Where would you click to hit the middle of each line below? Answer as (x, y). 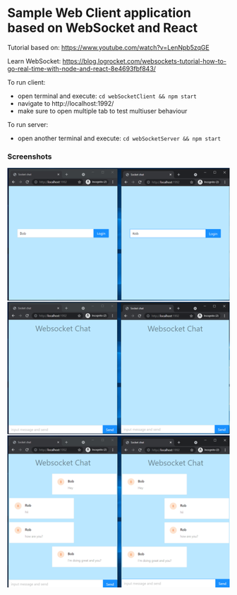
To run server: (28, 124)
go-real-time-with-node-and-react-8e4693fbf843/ (82, 68)
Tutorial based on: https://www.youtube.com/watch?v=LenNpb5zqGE (108, 47)
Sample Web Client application (99, 13)
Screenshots (30, 157)
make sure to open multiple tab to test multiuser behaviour (102, 111)
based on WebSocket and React (103, 28)
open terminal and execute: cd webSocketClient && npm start (107, 96)
